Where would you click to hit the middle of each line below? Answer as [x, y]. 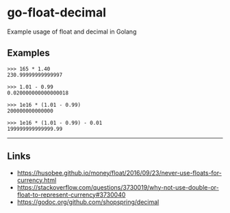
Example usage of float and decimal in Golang [72, 32]
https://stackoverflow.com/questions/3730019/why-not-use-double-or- [118, 187]
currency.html [37, 180]
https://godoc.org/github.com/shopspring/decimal [88, 202]
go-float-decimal [57, 13]
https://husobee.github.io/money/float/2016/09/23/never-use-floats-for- [119, 173]
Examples [28, 53]
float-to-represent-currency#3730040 [71, 195]
